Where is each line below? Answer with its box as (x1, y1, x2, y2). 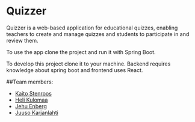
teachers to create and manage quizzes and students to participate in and (6, 30, 190, 37)
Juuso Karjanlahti (14, 109, 58, 116)
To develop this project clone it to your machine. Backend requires (6, 60, 171, 67)
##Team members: (6, 78, 54, 85)
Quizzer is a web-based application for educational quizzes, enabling (6, 24, 178, 31)
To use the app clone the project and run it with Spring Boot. (6, 48, 156, 55)
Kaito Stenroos (14, 90, 52, 97)
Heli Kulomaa (14, 96, 48, 103)
